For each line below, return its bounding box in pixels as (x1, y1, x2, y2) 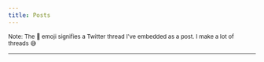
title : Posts (8, 11, 51, 19)
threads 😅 (8, 40, 37, 47)
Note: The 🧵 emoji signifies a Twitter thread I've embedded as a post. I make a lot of (8, 33, 234, 40)
